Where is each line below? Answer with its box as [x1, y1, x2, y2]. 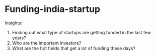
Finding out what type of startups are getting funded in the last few [12, 29, 151, 35]
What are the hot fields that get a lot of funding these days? [12, 45, 136, 51]
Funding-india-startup [5, 3, 101, 15]
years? [12, 35, 26, 41]
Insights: [5, 20, 23, 26]
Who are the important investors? [12, 40, 82, 46]
